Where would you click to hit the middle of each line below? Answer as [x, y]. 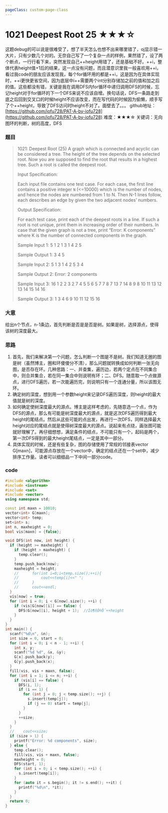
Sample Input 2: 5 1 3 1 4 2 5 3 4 [50, 264]
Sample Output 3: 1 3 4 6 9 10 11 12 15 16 [59, 299]
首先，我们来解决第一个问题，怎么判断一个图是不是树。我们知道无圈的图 [87, 357]
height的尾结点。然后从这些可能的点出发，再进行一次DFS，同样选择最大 [87, 420]
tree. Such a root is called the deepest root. [62, 164]
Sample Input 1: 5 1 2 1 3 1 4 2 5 [49, 245]
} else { [19, 745]
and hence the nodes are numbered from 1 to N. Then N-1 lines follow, [89, 194]
